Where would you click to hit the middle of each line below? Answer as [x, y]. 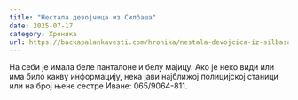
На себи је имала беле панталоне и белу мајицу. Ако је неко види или [142, 67]
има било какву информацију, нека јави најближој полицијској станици [144, 77]
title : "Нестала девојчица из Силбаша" [83, 17]
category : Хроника [43, 34]
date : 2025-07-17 [41, 26]
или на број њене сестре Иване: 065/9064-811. [98, 86]
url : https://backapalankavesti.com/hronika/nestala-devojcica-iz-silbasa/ [152, 42]
